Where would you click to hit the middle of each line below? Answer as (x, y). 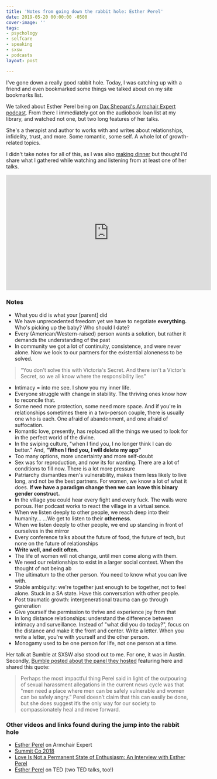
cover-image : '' (26, 22)
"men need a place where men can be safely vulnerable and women (102, 690)
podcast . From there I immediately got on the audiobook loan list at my (91, 113)
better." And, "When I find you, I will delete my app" (78, 450)
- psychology (22, 33)
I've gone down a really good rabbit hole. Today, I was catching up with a (94, 82)
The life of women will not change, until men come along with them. (96, 556)
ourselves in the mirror (42, 531)
